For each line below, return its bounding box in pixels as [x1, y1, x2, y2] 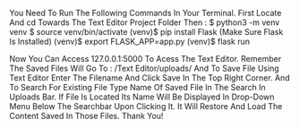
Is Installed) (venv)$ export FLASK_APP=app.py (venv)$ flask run [9, 36, 251, 47]
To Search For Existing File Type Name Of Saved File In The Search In [9, 82, 266, 92]
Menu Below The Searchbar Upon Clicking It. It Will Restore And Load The [9, 101, 283, 111]
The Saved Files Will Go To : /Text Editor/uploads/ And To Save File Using [9, 63, 279, 73]
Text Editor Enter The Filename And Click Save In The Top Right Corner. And [9, 73, 291, 83]
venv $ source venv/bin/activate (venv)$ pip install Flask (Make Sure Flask [9, 27, 284, 37]
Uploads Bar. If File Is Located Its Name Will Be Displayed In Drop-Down [9, 91, 275, 102]
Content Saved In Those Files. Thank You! [9, 111, 164, 121]
